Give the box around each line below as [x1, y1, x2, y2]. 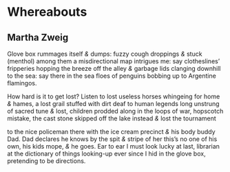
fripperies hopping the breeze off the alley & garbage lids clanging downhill [7, 65, 221, 72]
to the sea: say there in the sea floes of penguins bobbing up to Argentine [7, 72, 217, 80]
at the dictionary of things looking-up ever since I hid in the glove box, [7, 149, 206, 158]
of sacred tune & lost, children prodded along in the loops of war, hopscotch [7, 107, 224, 115]
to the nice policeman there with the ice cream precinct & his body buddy [7, 128, 216, 136]
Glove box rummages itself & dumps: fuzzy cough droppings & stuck [7, 50, 202, 58]
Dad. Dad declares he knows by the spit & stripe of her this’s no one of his [7, 135, 218, 143]
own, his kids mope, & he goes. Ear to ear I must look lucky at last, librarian [7, 142, 220, 150]
